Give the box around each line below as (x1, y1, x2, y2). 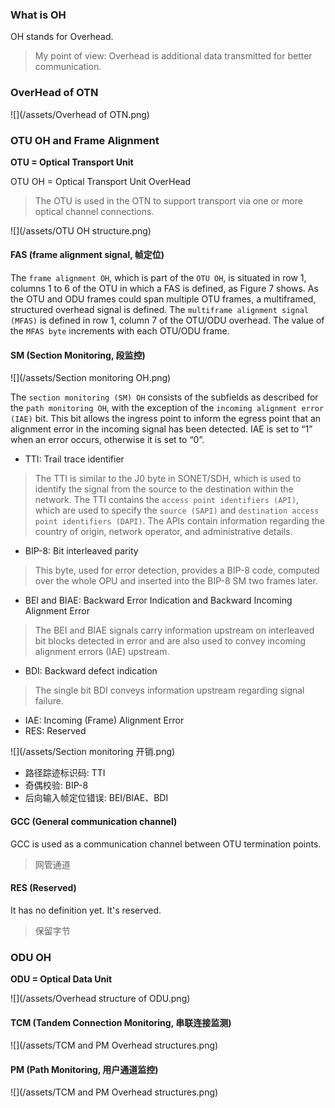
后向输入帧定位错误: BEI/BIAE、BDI (24, 792, 169, 804)
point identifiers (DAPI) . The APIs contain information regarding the (34, 515, 325, 527)
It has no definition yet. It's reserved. (10, 904, 162, 916)
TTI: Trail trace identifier (24, 453, 125, 465)
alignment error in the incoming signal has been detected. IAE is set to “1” (10, 423, 313, 435)
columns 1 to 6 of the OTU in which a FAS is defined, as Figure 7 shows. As (10, 283, 319, 295)
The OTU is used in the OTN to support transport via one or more (34, 194, 303, 207)
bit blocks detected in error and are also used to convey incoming (34, 635, 307, 647)
